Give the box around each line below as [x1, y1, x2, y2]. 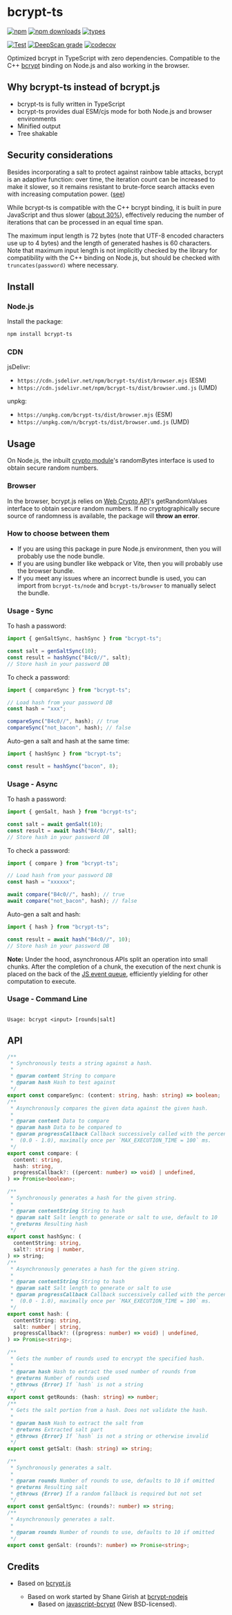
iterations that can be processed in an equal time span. [7, 218, 164, 226]
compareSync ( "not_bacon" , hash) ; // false [7, 725, 131, 732]
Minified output [17, 122, 61, 130]
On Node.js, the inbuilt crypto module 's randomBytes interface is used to [7, 457, 215, 465]
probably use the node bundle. [17, 551, 105, 560]
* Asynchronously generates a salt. [10, 1516, 116, 1523]
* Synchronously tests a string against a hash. [10, 1059, 153, 1067]
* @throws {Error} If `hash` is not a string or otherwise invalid [10, 1432, 209, 1440]
